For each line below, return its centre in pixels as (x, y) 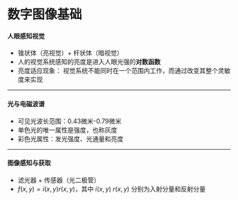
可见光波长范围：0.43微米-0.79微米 (69, 121)
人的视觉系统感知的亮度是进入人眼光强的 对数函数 (89, 62)
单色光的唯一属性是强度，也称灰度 (67, 130)
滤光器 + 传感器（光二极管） (59, 180)
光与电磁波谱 (26, 104)
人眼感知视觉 (26, 35)
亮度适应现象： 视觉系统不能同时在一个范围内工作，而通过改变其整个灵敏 (124, 71)
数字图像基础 (45, 15)
